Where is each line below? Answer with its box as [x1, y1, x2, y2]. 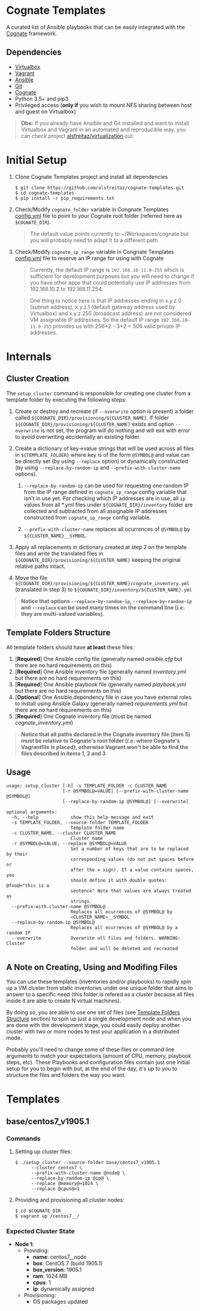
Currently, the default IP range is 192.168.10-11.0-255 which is [29, 266, 184, 273]
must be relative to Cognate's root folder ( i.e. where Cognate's [20, 737, 180, 744]
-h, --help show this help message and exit [11, 815, 154, 821]
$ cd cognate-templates [14, 190, 75, 196]
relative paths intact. [14, 562, 66, 570]
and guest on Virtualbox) [14, 107, 77, 115]
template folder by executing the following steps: [6, 396, 127, 403]
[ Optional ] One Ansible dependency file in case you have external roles [14, 693, 192, 701]
